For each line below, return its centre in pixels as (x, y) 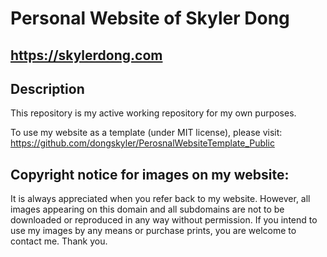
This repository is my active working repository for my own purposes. (153, 113)
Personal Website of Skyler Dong (150, 18)
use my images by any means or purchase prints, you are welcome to (153, 231)
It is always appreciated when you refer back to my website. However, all (160, 199)
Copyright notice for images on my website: (150, 174)
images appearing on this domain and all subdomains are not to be (147, 209)
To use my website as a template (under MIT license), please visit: (146, 133)
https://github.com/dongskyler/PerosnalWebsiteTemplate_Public (142, 143)
